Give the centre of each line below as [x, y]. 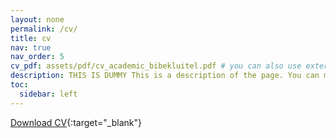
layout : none [37, 19]
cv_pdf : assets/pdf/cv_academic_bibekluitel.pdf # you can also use [156, 66]
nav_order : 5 [37, 57]
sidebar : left [48, 94]
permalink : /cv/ [44, 29]
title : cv [31, 38]
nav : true [31, 47]
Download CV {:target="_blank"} [76, 122]
